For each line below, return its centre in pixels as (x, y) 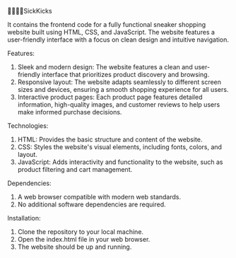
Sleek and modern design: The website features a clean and (105, 67)
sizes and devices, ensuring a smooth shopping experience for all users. (123, 89)
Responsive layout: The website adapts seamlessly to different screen (119, 82)
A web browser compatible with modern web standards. (99, 197)
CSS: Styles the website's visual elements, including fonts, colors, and (120, 147)
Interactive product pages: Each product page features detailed (110, 97)
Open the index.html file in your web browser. (84, 239)
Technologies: (28, 126)
